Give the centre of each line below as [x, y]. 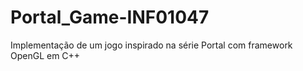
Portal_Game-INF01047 [110, 17]
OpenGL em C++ [45, 55]
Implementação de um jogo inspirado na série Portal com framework [151, 45]
